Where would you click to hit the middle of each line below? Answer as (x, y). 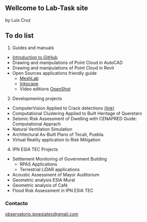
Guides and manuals (33, 48)
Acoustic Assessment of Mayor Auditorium (56, 174)
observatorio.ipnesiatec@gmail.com (42, 214)
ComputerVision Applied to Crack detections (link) (63, 108)
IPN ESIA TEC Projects (35, 149)
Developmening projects (37, 98)
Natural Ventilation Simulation (42, 129)
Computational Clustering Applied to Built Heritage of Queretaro (77, 113)
